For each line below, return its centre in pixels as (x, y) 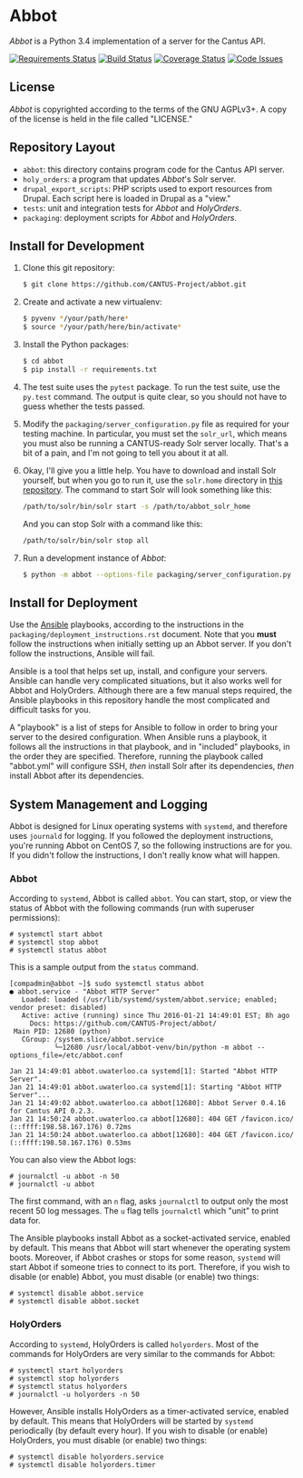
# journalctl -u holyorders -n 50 (75, 1394)
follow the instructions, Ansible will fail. (82, 654)
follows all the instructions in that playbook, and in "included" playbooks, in (150, 747)
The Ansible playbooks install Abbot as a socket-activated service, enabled (150, 1238)
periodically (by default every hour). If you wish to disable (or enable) (139, 1430)
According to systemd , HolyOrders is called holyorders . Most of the (134, 1344)
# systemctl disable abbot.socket (75, 1302)
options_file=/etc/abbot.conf (67, 1055)
